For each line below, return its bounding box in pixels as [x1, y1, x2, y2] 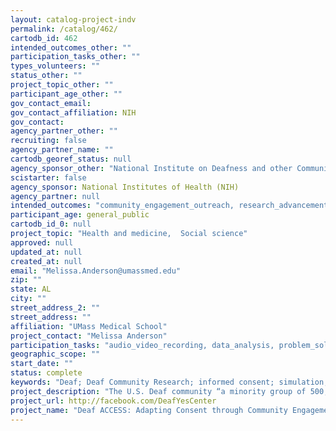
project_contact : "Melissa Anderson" [10, 331, 168, 341]
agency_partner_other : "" [10, 126, 118, 136]
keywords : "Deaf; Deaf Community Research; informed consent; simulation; [10, 377, 329, 387]
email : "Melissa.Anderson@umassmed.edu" [10, 266, 182, 276]
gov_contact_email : [10, 98, 92, 108]
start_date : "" [10, 359, 74, 369]
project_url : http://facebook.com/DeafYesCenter [10, 396, 217, 406]
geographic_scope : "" [10, 349, 101, 360]
